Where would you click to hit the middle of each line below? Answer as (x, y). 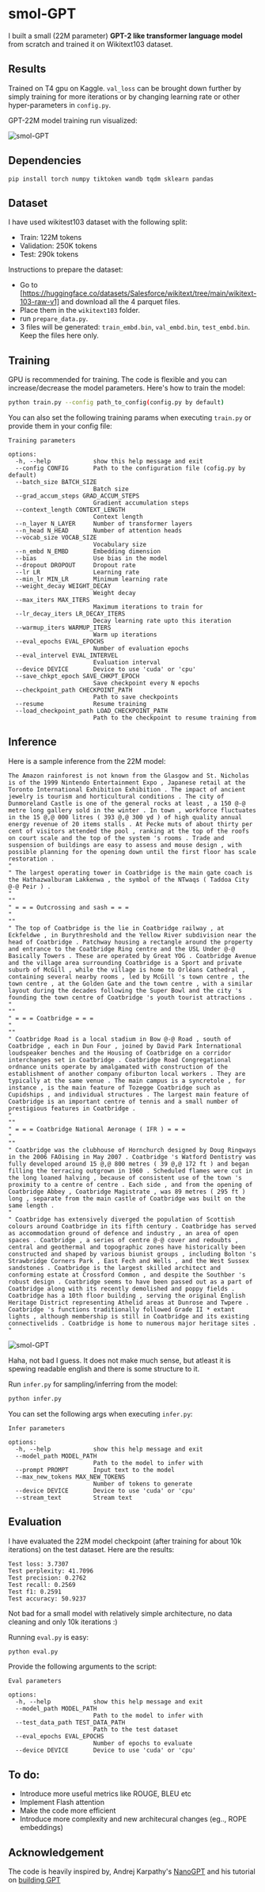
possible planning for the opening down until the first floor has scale (132, 852)
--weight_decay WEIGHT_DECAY (63, 586)
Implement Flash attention (62, 1802)
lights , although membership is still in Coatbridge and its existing (129, 1316)
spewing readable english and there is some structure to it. (104, 1368)
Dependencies (45, 160)
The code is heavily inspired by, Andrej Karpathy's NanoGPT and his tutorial (132, 1871)
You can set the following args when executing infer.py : (100, 1413)
